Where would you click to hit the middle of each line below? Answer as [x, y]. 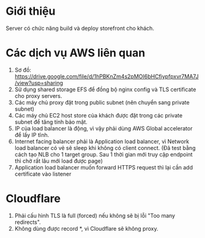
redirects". [28, 222]
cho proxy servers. [38, 95]
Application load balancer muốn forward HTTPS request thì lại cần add [104, 167]
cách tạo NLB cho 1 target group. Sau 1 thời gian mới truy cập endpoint [104, 154]
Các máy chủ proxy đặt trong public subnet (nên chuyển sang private [102, 102]
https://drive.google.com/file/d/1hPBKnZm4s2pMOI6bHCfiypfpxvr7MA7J [106, 76]
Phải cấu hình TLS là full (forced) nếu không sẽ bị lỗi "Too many [95, 215]
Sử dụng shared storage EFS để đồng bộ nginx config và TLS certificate [105, 89]
